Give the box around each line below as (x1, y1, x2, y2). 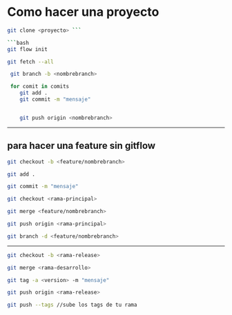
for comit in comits (10, 83, 70, 90)
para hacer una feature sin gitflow (7, 140, 156, 152)
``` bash (7, 39, 30, 46)
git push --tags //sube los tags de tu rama (7, 301, 137, 309)
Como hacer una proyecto (7, 4, 159, 20)
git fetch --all (7, 58, 54, 65)
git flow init (7, 45, 48, 52)
